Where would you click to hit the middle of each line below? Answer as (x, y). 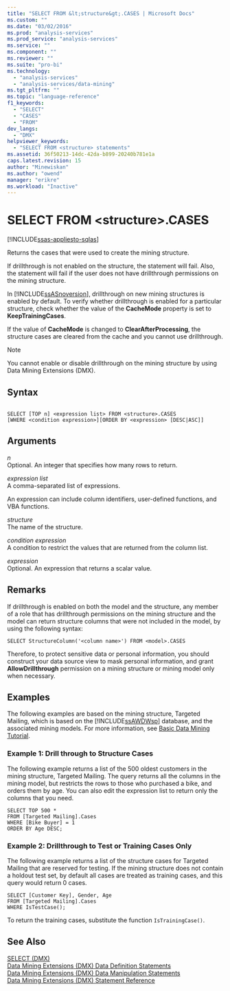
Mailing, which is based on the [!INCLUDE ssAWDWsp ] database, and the (110, 721)
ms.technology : (29, 71)
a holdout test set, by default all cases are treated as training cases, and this (115, 875)
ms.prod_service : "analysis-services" (62, 39)
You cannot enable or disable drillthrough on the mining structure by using (112, 363)
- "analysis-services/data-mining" (64, 84)
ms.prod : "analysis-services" (50, 33)
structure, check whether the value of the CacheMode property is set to (109, 309)
